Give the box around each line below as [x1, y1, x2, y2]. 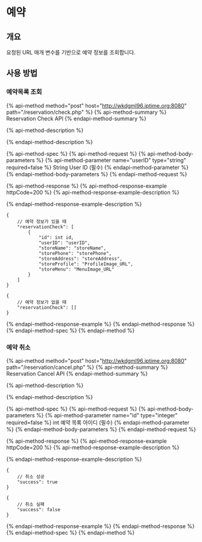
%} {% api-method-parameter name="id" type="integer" [36, 411, 178, 418]
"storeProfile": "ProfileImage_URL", [38, 261, 134, 267]
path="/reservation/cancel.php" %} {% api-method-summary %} [6, 363, 168, 371]
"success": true [17, 479, 58, 485]
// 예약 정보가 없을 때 [17, 299, 67, 305]
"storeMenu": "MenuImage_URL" [38, 266, 115, 273]
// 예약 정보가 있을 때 [17, 219, 67, 225]
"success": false [17, 506, 61, 512]
